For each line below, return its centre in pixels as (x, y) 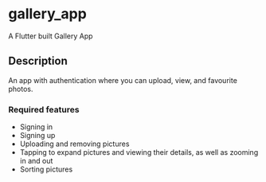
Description (38, 61)
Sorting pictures (46, 169)
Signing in (36, 127)
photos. (21, 89)
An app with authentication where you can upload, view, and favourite (123, 80)
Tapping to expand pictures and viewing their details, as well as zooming (139, 152)
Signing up (37, 136)
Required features (44, 109)
